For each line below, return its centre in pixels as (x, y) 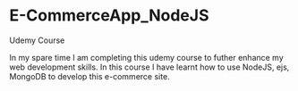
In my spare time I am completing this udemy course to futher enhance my (146, 57)
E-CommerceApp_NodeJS (109, 16)
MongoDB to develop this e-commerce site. (89, 76)
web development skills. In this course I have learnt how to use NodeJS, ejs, (149, 67)
